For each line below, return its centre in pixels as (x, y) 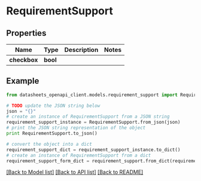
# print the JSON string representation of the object (76, 128)
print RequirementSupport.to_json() (52, 134)
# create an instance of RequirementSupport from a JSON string (88, 117)
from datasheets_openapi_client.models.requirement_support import (92, 95)
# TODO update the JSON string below (53, 106)
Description (81, 50)
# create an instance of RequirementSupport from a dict (79, 155)
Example (23, 81)
